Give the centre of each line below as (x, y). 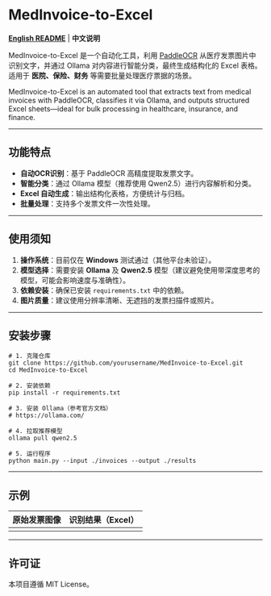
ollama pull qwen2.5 (43, 438)
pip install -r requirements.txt (65, 393)
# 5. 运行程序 (29, 454)
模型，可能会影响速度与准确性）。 (75, 280)
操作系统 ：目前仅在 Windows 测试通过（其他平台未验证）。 (118, 260)
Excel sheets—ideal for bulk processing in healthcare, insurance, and (123, 108)
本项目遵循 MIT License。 (51, 584)
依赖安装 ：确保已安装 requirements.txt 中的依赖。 (104, 290)
